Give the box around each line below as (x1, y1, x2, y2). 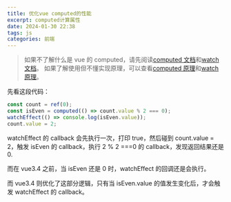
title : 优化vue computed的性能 (7, 10, 92, 17)
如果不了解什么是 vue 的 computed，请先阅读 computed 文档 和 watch (23, 56, 219, 64)
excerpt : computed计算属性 (7, 17, 81, 23)
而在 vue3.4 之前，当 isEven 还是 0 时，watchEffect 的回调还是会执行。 (7, 164, 210, 172)
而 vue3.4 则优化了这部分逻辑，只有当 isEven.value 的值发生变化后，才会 (7, 179, 215, 187)
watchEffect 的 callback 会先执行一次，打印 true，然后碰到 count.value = (7, 134, 214, 142)
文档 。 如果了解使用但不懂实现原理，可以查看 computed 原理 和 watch (23, 64, 219, 72)
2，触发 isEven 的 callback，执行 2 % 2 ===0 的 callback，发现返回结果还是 (7, 142, 224, 150)
